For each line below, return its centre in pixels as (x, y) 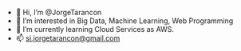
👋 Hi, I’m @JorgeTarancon (59, 12)
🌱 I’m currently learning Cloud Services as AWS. (95, 29)
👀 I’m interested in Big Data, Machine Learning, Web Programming (124, 21)
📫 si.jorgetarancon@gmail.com (68, 38)
